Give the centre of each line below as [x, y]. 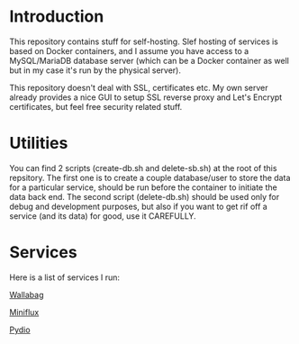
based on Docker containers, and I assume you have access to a [129, 50]
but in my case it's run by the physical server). [95, 70]
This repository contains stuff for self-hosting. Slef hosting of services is [144, 41]
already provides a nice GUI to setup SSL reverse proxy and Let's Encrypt [146, 97]
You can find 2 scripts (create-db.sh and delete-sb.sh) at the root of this [143, 167]
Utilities [39, 144]
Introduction [57, 17]
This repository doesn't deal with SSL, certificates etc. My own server [139, 87]
